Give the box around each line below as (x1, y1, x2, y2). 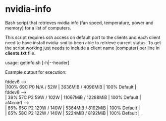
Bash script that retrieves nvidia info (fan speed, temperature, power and (5, 20, 154, 26)
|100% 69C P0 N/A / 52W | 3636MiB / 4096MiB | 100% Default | (5, 84, 136, 90)
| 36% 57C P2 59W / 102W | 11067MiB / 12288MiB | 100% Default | (5, 94, 141, 100)
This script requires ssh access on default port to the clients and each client (5, 34, 161, 40)
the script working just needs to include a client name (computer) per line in (5, 45, 160, 51)
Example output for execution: (5, 69, 67, 75)
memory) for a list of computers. (5, 25, 71, 30)
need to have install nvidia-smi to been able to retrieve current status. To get (5, 39, 161, 45)
